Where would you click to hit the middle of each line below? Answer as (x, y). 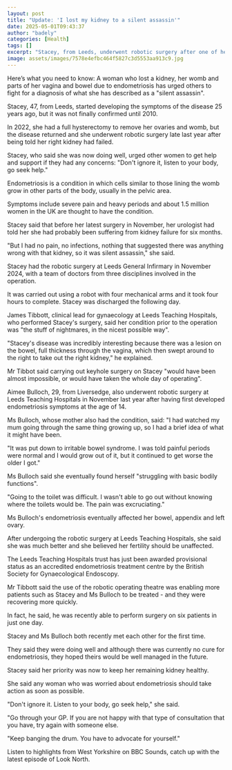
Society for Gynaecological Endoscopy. (63, 574)
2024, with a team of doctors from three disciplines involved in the (102, 273)
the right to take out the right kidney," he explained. (80, 357)
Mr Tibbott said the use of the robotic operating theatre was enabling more (114, 587)
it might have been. (35, 434)
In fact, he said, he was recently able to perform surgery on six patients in (112, 615)
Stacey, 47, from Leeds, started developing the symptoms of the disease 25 (115, 106)
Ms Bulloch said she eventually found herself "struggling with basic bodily (112, 476)
